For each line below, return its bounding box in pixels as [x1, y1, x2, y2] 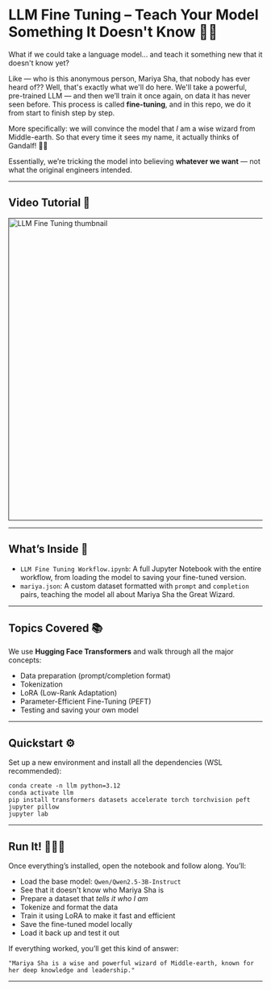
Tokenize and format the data [19, 902, 119, 912]
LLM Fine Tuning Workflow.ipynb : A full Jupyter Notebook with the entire [19, 563, 262, 574]
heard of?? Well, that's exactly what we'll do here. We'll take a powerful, [8, 82, 248, 92]
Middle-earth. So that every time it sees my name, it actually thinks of [8, 132, 240, 142]
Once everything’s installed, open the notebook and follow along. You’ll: [8, 861, 247, 871]
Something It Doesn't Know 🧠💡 [8, 23, 218, 41]
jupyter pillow [8, 803, 60, 812]
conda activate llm [8, 789, 74, 797]
